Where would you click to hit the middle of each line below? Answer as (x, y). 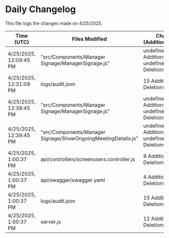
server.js (51, 222)
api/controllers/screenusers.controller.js (88, 159)
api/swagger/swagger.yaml (73, 180)
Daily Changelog (41, 9)
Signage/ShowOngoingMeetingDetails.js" (90, 138)
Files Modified (90, 39)
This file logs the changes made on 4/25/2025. (54, 23)
